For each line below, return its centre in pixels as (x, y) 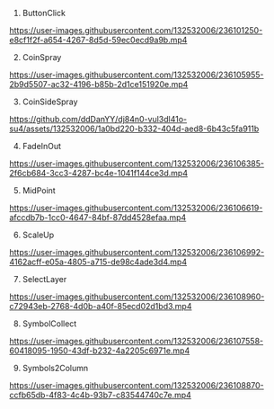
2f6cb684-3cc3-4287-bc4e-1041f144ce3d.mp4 (99, 173)
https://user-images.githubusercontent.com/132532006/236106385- (137, 164)
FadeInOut (41, 146)
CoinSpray (42, 57)
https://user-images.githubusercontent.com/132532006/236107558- (136, 341)
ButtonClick (44, 13)
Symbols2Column (55, 368)
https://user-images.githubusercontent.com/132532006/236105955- (137, 75)
